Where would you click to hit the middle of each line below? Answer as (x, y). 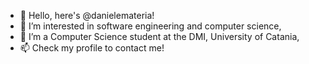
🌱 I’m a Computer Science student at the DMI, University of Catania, (159, 36)
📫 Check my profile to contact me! (92, 48)
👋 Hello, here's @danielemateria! (87, 15)
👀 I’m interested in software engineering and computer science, (150, 26)
